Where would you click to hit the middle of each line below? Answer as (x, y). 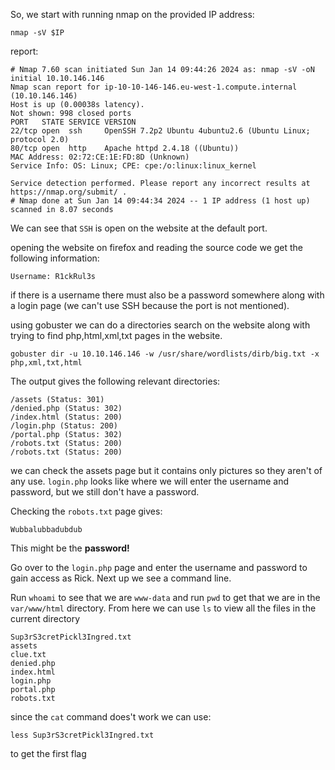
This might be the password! (70, 548)
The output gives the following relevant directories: (115, 381)
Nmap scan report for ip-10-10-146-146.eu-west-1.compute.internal (154, 87)
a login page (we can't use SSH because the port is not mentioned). (150, 305)
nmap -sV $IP (37, 33)
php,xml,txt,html (46, 363)
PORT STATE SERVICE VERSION (73, 122)
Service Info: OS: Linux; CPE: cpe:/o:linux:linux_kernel (133, 166)
